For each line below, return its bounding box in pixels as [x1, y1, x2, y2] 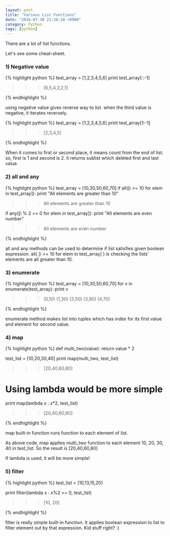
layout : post [5, 7, 33, 13]
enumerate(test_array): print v [5, 286, 69, 292]
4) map [5, 333, 24, 341]
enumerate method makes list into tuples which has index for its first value [5, 316, 162, 322]
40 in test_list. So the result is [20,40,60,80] [5, 445, 98, 452]
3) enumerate [5, 269, 40, 276]
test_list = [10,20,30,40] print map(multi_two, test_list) [5, 355, 119, 362]
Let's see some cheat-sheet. [5, 51, 66, 57]
